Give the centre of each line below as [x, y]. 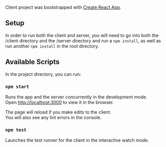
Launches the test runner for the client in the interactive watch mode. [77, 140]
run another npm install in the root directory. [52, 46]
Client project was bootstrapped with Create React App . [63, 7]
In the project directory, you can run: [43, 74]
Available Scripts [32, 62]
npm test [16, 130]
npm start [17, 86]
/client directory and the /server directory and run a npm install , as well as [83, 40]
